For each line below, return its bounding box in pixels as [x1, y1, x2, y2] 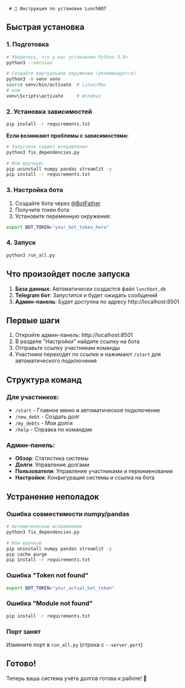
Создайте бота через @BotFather [15, 200, 101, 207]
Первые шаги [6, 315, 60, 326]
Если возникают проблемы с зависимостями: [6, 132, 129, 139]
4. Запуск [6, 238, 36, 247]
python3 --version [6, 59, 53, 66]
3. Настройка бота [6, 186, 63, 194]
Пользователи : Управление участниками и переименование [15, 468, 174, 475]
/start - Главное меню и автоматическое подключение [15, 407, 160, 414]
